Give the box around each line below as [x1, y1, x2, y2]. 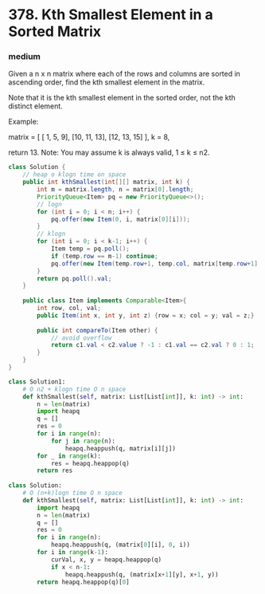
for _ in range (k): [37, 452, 102, 460]
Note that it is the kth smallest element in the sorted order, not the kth [8, 93, 236, 103]
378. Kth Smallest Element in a [8, 6, 213, 24]
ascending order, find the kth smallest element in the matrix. [8, 77, 205, 87]
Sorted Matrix [8, 22, 102, 41]
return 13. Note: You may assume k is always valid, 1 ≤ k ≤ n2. [8, 148, 210, 157]
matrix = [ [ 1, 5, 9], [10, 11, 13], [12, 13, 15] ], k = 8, [8, 132, 170, 142]
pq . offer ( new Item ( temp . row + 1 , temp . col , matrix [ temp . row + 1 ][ [50, 259, 262, 268]
